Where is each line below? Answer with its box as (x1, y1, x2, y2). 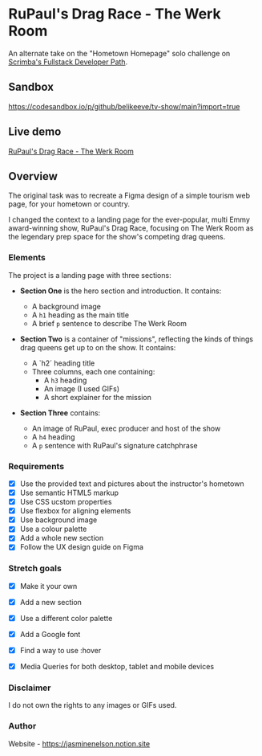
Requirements (8, 460, 65, 472)
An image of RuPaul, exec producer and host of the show (31, 423, 221, 433)
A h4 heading (31, 431, 75, 442)
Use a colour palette (19, 524, 87, 534)
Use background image (19, 515, 98, 525)
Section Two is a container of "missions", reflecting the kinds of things (19, 334, 254, 344)
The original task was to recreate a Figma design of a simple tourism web (8, 190, 251, 201)
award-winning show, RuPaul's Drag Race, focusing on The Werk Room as (8, 223, 254, 233)
